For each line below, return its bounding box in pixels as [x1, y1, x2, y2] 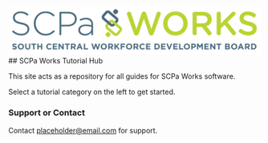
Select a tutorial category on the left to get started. [8, 87, 176, 97]
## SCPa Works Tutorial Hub [8, 56, 103, 66]
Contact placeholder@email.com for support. [8, 125, 158, 135]
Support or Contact [8, 107, 86, 118]
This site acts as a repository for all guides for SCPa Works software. [8, 71, 236, 81]
